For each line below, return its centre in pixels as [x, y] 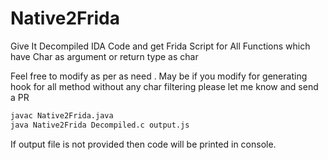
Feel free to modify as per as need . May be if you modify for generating [159, 76]
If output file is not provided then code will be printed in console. [143, 144]
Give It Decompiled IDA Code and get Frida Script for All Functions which [160, 46]
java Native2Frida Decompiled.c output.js [100, 125]
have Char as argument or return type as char [104, 56]
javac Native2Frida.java [62, 115]
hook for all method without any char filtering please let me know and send [164, 86]
